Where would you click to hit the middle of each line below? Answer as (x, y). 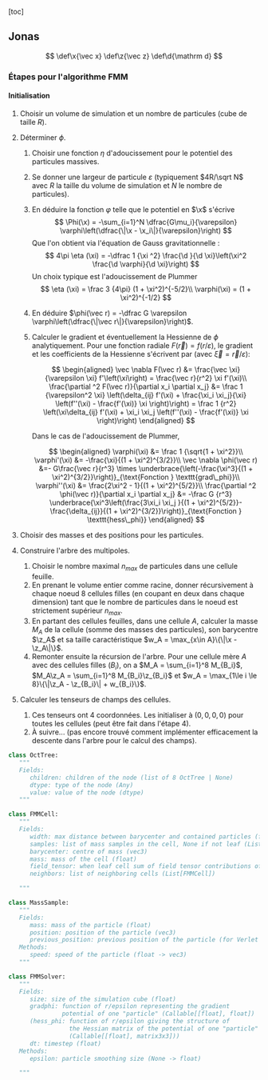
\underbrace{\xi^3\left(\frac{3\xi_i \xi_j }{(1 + (122, 502)
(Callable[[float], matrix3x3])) (124, 1036)
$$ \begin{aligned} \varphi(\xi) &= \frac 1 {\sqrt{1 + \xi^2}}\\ (146, 451)
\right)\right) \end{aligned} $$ (146, 420)
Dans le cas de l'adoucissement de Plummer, (106, 436)
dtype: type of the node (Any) (81, 785)
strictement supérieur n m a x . (77, 611)
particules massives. (65, 161)
